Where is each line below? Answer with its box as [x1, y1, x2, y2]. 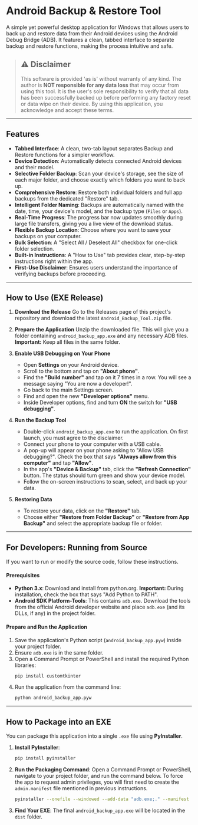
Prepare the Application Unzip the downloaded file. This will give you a [14, 326, 189, 333]
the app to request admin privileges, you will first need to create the [14, 778, 180, 785]
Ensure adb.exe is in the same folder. [14, 649, 104, 656]
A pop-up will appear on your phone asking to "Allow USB [23, 447, 164, 454]
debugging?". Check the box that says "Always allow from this [23, 453, 177, 461]
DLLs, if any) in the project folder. [14, 610, 96, 617]
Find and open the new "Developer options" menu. [23, 393, 149, 400]
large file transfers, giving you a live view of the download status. [14, 220, 173, 227]
